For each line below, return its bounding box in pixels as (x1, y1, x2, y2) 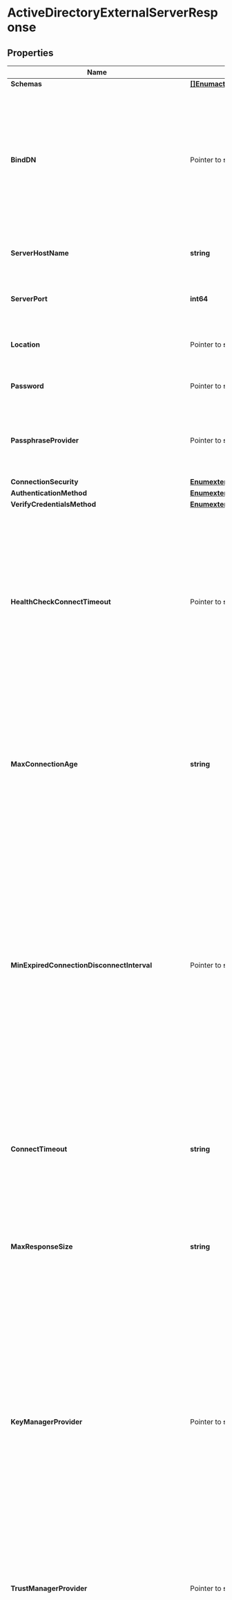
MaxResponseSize (10, 1242, 73, 1251)
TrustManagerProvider (10, 1583, 88, 1593)
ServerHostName (10, 249, 69, 258)
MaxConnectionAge (10, 760, 78, 769)
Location (10, 340, 40, 349)
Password (10, 381, 44, 391)
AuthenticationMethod (10, 488, 88, 498)
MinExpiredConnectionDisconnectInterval (10, 961, 153, 970)
